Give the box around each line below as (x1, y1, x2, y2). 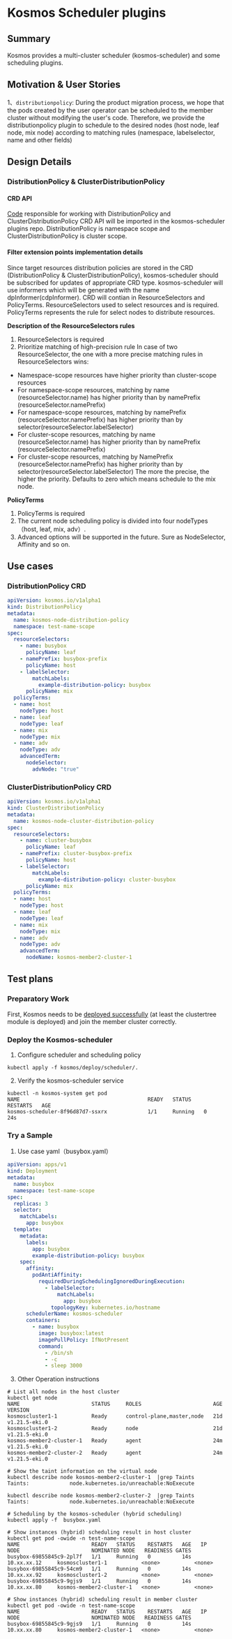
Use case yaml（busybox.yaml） (17, 1147, 113, 1156)
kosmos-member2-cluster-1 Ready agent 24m (7, 1437, 223, 1444)
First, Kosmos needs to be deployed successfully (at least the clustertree (7, 1010, 217, 1018)
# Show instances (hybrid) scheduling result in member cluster (7, 1596, 198, 1603)
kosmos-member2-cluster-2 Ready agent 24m (7, 1450, 223, 1457)
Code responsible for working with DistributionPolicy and (7, 209, 171, 218)
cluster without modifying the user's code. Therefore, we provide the (7, 113, 206, 121)
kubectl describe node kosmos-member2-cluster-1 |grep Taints (7, 1474, 195, 1481)
